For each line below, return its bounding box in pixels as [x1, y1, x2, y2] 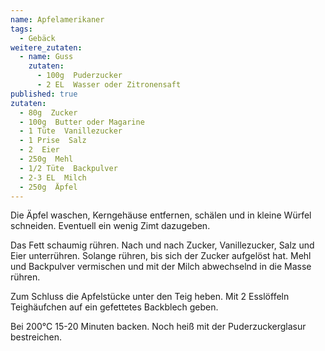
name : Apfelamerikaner [10, 14, 105, 25]
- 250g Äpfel [19, 182, 78, 192]
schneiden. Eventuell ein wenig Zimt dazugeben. [10, 220, 211, 232]
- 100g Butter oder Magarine [19, 117, 145, 127]
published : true [10, 89, 78, 99]
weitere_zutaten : [10, 42, 83, 53]
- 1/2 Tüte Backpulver [19, 163, 118, 173]
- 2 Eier [19, 145, 60, 155]
